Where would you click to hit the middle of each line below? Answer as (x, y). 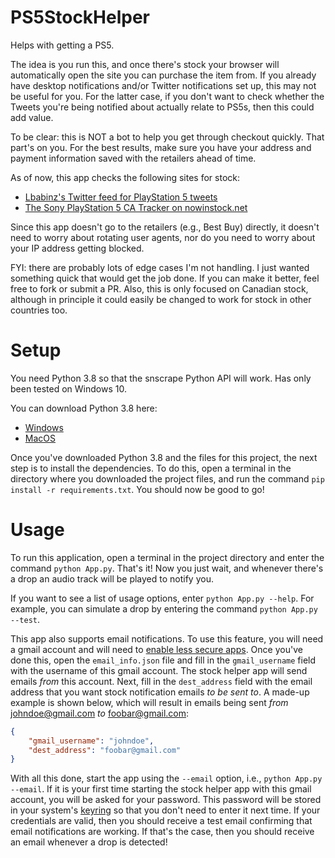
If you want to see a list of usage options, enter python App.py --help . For (162, 598)
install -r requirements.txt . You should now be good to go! (137, 489)
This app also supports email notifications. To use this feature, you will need (167, 638)
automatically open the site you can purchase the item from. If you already (163, 75)
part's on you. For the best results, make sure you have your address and (161, 147)
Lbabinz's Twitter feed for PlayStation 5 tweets (121, 197)
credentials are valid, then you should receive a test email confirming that (161, 821)
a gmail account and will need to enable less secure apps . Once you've (156, 649)
